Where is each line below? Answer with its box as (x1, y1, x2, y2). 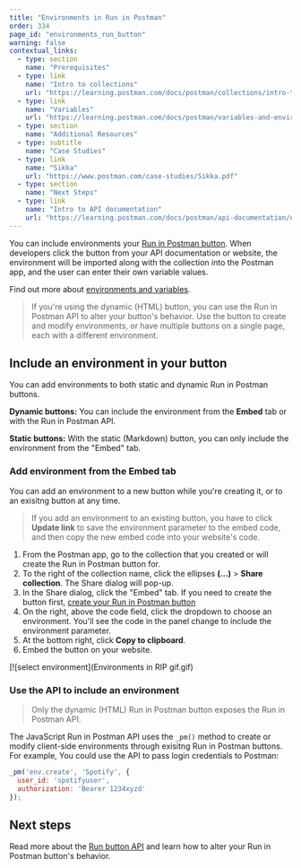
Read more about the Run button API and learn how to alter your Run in (9, 841, 271, 852)
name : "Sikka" (25, 163, 78, 172)
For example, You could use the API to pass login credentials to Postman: (9, 751, 279, 761)
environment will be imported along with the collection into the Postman (9, 256, 274, 267)
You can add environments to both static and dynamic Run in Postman (9, 379, 269, 390)
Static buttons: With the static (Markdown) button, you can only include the (9, 433, 289, 444)
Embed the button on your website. (21, 644, 152, 655)
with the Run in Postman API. (9, 416, 116, 427)
